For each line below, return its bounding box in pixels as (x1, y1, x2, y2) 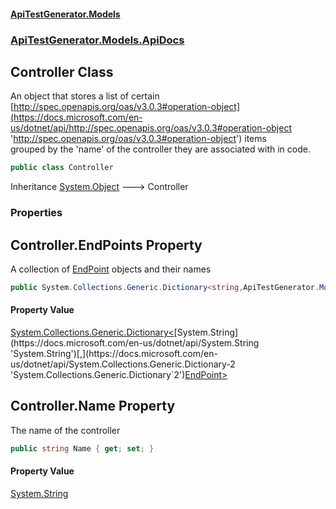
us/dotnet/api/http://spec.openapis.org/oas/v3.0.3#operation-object (10, 122, 292, 134)
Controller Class (10, 63, 114, 80)
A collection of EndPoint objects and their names (10, 263, 212, 275)
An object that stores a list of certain (10, 90, 160, 102)
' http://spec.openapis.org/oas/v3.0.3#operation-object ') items (10, 133, 267, 145)
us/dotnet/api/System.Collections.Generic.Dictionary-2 (10, 358, 236, 370)
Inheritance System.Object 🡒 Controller (10, 181, 189, 193)
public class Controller (10, 163, 114, 173)
